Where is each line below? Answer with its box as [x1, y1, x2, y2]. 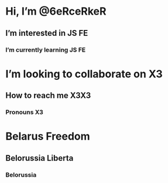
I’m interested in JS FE [5, 28, 88, 38]
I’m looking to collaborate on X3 [5, 67, 163, 80]
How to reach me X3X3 [5, 90, 91, 101]
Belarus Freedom [5, 130, 90, 143]
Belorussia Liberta [5, 153, 74, 163]
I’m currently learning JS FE [5, 46, 86, 54]
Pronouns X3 [5, 108, 43, 116]
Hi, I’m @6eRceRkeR [5, 5, 107, 18]
